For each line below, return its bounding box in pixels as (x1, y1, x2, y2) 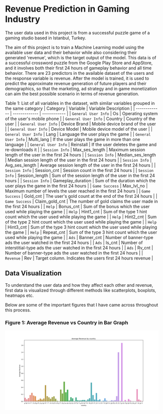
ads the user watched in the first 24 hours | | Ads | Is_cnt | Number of (5, 240, 143, 245)
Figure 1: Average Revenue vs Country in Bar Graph (5, 319, 128, 326)
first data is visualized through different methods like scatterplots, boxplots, (5, 287, 157, 293)
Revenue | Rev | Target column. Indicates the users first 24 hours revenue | (5, 255, 153, 261)
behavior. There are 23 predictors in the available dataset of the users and (5, 70, 154, 76)
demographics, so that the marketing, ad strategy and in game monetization (5, 86, 157, 91)
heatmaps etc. (5, 293, 34, 298)
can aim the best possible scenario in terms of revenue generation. (5, 91, 140, 97)
